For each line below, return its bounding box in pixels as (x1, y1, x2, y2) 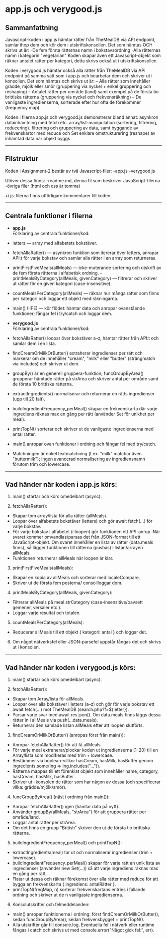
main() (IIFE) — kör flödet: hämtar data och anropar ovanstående (12, 305, 145, 311)
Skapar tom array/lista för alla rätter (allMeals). (12, 513, 108, 519)
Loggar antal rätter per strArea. (12, 820, 76, 826)
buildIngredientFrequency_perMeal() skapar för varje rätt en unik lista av (12, 860, 161, 866)
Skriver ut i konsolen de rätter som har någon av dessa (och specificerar (12, 779, 161, 785)
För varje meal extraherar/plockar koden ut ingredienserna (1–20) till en (12, 747, 158, 753)
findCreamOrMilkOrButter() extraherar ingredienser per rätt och (12, 350, 143, 356)
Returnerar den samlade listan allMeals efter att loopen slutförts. (12, 722, 144, 728)
